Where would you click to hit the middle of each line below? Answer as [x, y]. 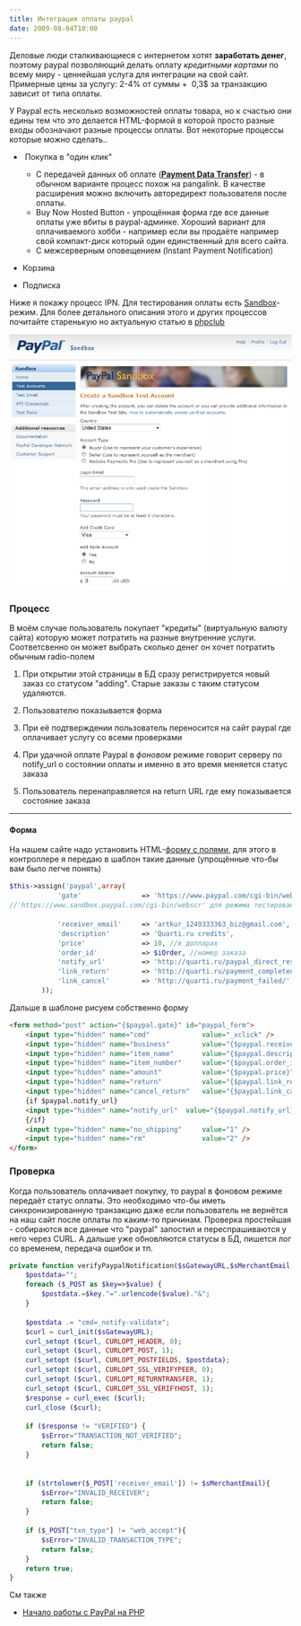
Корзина [39, 267]
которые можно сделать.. [59, 139]
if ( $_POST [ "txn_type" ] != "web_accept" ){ [106, 1531]
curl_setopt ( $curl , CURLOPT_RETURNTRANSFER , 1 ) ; [120, 1379]
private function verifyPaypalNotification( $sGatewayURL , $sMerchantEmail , [152, 1265]
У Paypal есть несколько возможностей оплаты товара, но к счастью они [150, 110]
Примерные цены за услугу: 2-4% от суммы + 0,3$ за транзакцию [138, 83]
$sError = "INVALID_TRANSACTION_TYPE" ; [112, 1540]
